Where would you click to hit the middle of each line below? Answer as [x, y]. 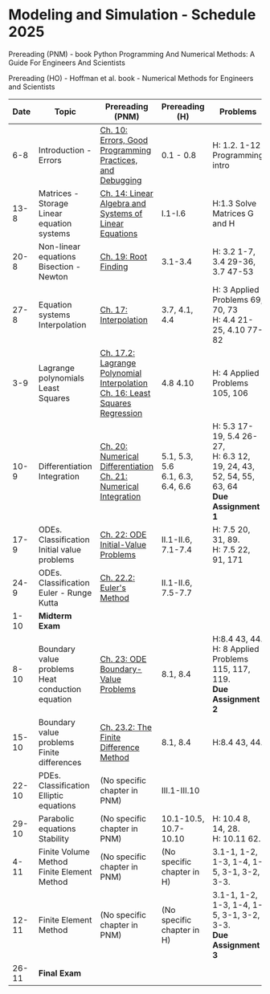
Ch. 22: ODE [123, 534]
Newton [53, 276]
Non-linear [60, 246]
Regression [121, 413]
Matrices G [233, 213]
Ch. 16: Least [125, 393]
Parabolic [57, 818]
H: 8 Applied [236, 649]
